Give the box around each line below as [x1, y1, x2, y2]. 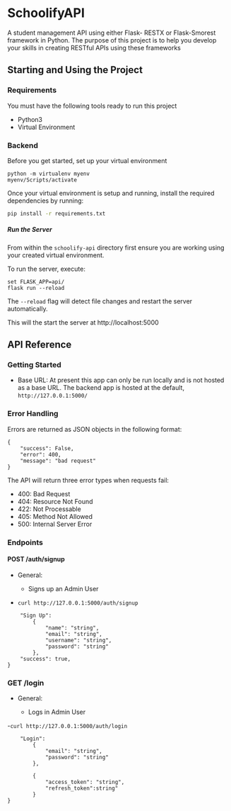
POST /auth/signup [7, 555, 65, 564]
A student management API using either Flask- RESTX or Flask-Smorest [7, 28, 216, 37]
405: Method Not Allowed [17, 512, 93, 520]
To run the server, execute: [7, 264, 86, 273]
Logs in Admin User [28, 707, 86, 717]
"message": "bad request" [20, 457, 97, 464]
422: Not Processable [17, 505, 81, 513]
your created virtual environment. [7, 250, 105, 259]
